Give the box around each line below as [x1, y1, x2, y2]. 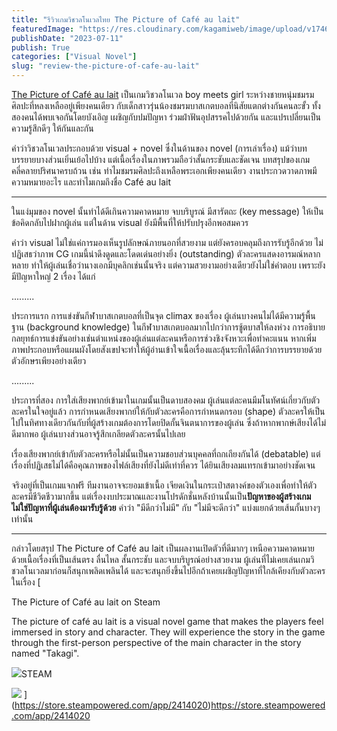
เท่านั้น [11, 513, 34, 525]
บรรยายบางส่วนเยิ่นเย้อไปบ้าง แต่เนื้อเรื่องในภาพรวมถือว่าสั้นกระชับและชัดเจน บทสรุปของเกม [11, 154, 311, 165]
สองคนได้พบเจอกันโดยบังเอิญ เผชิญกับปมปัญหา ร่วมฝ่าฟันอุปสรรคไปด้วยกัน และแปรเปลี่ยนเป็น [11, 111, 321, 123]
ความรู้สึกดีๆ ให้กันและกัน [11, 122, 94, 134]
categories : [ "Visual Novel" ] [11, 52, 138, 62]
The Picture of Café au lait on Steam [11, 596, 161, 608]
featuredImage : [11, 24, 75, 34]
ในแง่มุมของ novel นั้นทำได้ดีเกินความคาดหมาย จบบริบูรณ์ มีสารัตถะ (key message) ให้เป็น [11, 206, 324, 217]
